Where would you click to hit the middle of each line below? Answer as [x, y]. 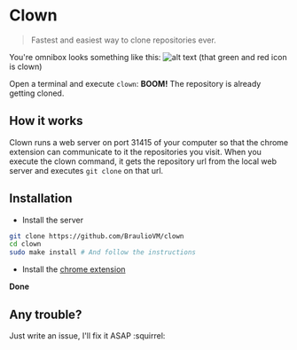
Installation [41, 199]
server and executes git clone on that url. [86, 170]
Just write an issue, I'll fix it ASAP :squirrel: [87, 336]
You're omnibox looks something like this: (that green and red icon [148, 57]
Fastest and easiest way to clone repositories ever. [124, 40]
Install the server [53, 220]
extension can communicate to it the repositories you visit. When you [135, 152]
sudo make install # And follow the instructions [103, 253]
